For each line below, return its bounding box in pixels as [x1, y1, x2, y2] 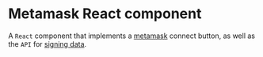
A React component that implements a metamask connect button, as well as [8, 31, 256, 40]
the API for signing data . [8, 39, 87, 48]
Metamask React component [8, 5, 202, 23]
